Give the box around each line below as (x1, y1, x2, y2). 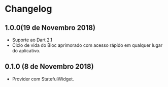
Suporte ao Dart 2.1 (12, 37, 53, 43)
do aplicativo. (12, 48, 41, 53)
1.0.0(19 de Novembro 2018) (5, 23, 96, 32)
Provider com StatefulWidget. (12, 76, 74, 82)
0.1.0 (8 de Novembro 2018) (5, 62, 94, 71)
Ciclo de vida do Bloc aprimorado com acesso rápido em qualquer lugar (12, 42, 163, 48)
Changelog (5, 3, 52, 15)
